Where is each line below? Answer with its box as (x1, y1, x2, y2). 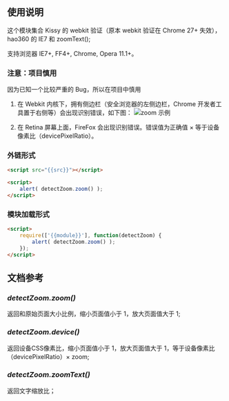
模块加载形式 (7, 209, 50, 219)
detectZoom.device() (7, 327, 80, 337)
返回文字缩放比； (7, 387, 56, 395)
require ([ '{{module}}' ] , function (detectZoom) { (19, 232, 162, 239)
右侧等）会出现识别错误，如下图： (35, 109, 132, 117)
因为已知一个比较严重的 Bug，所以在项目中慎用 (7, 85, 141, 94)
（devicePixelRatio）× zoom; (7, 352, 90, 360)
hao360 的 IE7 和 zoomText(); (7, 34, 91, 43)
